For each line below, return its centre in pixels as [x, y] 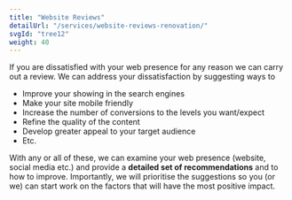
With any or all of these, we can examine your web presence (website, [138, 158]
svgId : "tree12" [39, 34]
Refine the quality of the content [81, 122]
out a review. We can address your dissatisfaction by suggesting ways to [142, 77]
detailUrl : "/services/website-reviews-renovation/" [109, 26]
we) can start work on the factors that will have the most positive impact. [142, 186]
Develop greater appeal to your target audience [109, 131]
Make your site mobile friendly [77, 104]
